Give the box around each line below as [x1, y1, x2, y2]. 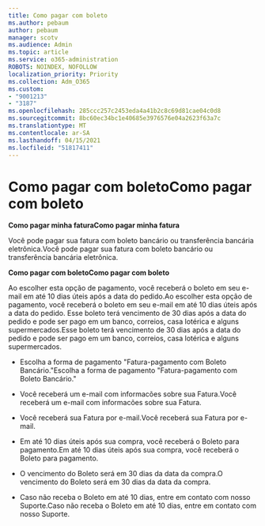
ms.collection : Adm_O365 [8, 77, 90, 85]
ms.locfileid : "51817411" [8, 144, 93, 152]
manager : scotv [8, 33, 59, 42]
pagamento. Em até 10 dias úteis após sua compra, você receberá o [19, 445, 240, 455]
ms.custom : [8, 85, 44, 93]
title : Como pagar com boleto [8, 11, 108, 20]
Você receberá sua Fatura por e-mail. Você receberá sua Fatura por [19, 413, 239, 423]
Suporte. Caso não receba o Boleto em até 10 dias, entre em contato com [19, 501, 257, 510]
